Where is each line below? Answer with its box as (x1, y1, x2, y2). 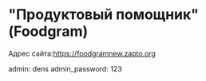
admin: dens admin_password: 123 (8, 64, 122, 73)
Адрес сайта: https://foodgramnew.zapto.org (8, 48, 156, 58)
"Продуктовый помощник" (8, 6, 200, 24)
